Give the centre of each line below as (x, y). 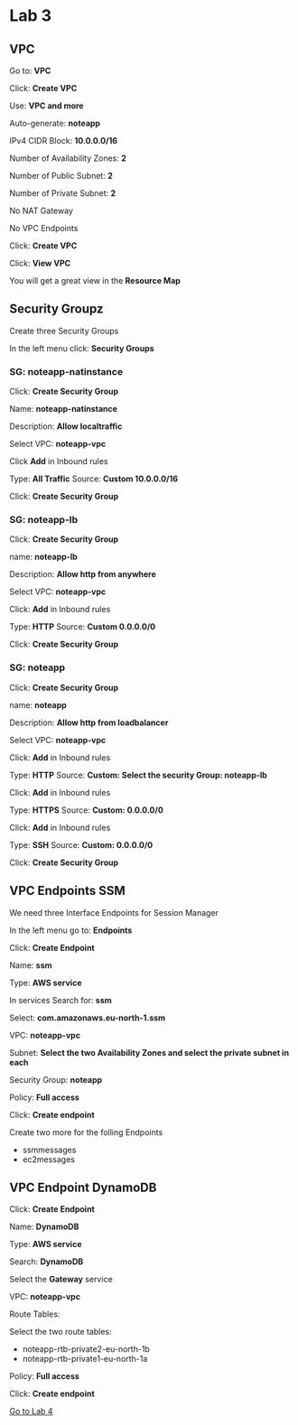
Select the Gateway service (61, 1280)
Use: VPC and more (47, 106)
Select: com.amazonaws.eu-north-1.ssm (88, 1018)
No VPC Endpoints (44, 228)
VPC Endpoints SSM (68, 891)
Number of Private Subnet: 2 (63, 193)
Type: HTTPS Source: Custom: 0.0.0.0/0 (87, 810)
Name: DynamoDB (44, 1227)
